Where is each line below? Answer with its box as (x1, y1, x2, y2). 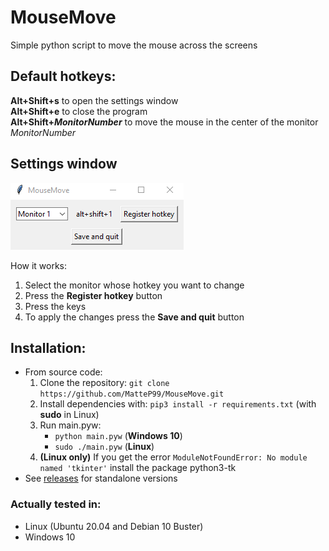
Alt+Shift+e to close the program (10, 105, 148, 117)
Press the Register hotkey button (24, 289, 163, 301)
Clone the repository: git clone (39, 377, 170, 389)
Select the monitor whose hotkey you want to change (24, 279, 245, 291)
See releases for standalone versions (24, 472, 178, 485)
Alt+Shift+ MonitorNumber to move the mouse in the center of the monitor (10, 116, 319, 128)
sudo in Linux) (39, 409, 100, 421)
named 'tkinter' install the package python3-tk (39, 462, 237, 474)
